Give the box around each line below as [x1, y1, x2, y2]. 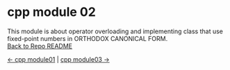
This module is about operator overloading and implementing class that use [7, 27, 224, 35]
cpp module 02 [7, 4, 96, 20]
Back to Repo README [7, 42, 73, 50]
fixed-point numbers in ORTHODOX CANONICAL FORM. [7, 34, 168, 42]
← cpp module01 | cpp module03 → [7, 55, 110, 63]
